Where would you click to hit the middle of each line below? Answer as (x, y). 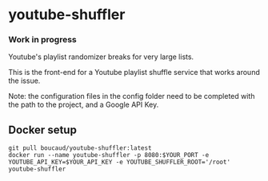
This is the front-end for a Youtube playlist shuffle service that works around (134, 73)
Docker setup (43, 130)
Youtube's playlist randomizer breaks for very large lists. (101, 57)
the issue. (24, 81)
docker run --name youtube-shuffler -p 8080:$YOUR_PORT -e (109, 155)
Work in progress (43, 40)
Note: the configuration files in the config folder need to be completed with (132, 96)
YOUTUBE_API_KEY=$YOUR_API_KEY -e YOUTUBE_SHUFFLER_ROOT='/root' (119, 162)
